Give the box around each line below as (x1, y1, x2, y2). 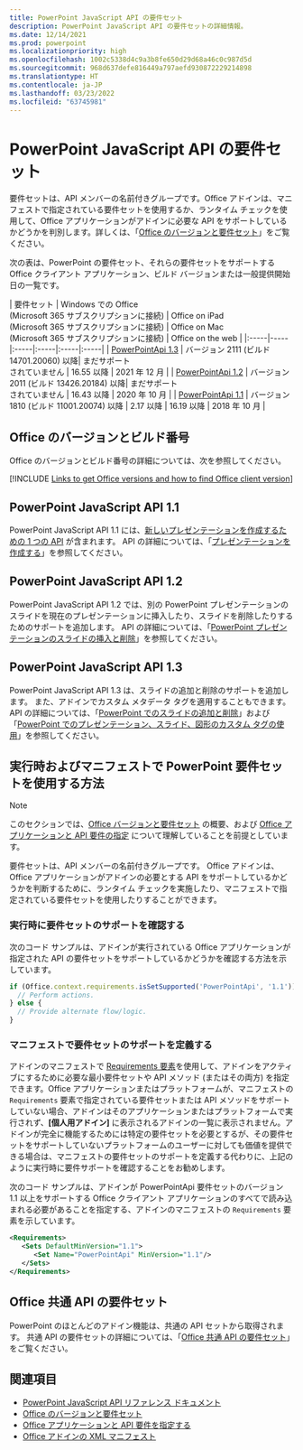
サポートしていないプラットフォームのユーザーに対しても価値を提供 (32, 1139, 285, 1151)
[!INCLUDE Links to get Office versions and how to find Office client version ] (9, 473, 293, 484)
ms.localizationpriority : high (9, 47, 127, 56)
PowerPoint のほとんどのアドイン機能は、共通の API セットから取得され (9, 1320, 277, 1331)
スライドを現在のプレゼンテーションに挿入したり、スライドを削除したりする (9, 610, 294, 621)
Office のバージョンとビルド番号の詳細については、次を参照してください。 (9, 455, 287, 466)
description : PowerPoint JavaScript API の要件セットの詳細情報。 (9, 22, 248, 31)
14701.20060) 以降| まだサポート (9, 356, 131, 367)
